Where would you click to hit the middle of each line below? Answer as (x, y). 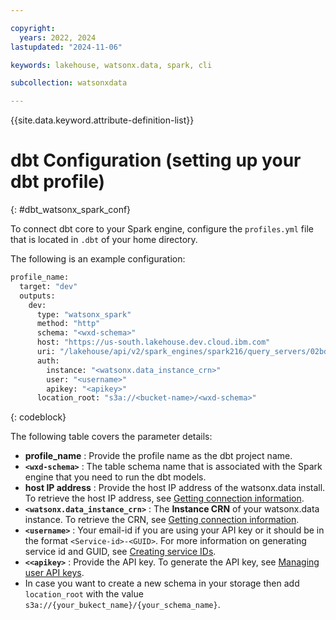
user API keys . (54, 573)
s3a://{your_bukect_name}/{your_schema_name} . (122, 605)
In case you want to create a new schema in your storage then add (162, 583)
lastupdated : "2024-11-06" (66, 47)
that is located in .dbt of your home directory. (104, 240)
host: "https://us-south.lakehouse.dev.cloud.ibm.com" (153, 342)
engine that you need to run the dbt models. (115, 477)
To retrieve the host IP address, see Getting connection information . (164, 498)
